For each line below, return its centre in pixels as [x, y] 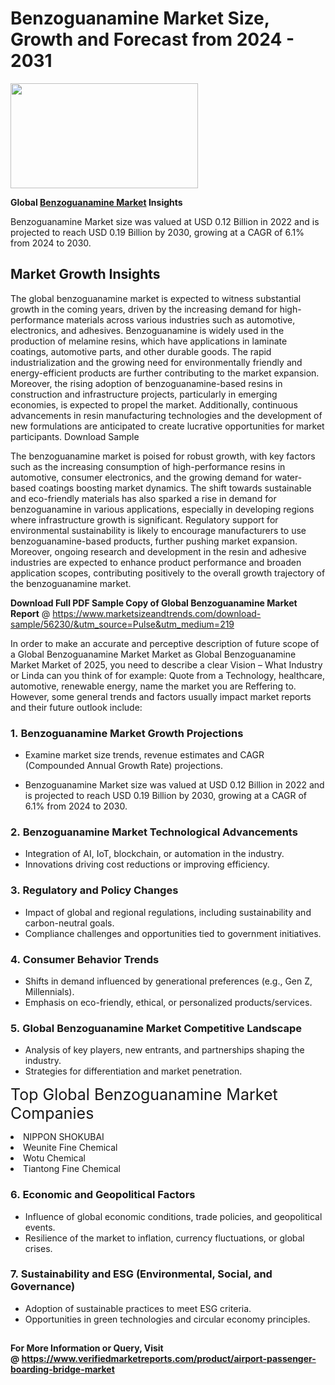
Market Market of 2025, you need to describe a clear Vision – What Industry [166, 664]
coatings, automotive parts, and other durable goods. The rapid [141, 351]
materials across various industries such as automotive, [181, 319]
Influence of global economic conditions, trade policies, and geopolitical [173, 1216]
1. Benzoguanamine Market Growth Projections [127, 733]
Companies [52, 1113]
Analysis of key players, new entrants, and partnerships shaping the [164, 1050]
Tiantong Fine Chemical [72, 1169]
